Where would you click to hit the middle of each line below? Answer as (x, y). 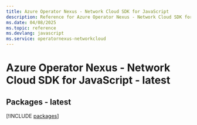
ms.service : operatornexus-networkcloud (56, 39)
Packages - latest (39, 102)
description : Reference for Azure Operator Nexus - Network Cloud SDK (94, 17)
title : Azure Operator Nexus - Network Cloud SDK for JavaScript (87, 11)
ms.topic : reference (31, 28)
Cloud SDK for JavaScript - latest (88, 80)
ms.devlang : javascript (35, 33)
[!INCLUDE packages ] (33, 116)
